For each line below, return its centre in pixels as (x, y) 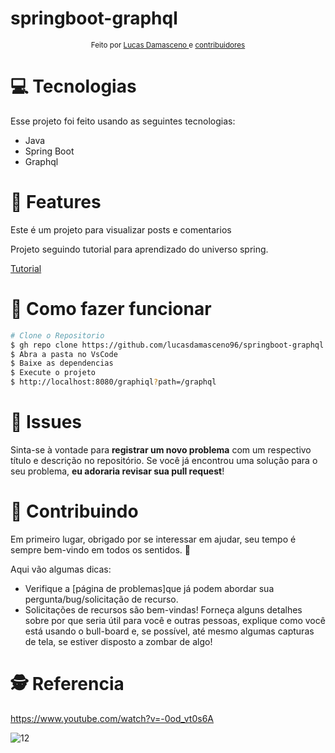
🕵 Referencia (67, 684)
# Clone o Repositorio (57, 335)
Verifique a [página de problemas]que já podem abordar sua (149, 588)
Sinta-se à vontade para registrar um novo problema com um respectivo (161, 449)
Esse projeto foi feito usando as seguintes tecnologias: (123, 121)
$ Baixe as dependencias (62, 363)
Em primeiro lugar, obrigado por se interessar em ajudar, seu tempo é (153, 539)
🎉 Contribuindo (74, 511)
